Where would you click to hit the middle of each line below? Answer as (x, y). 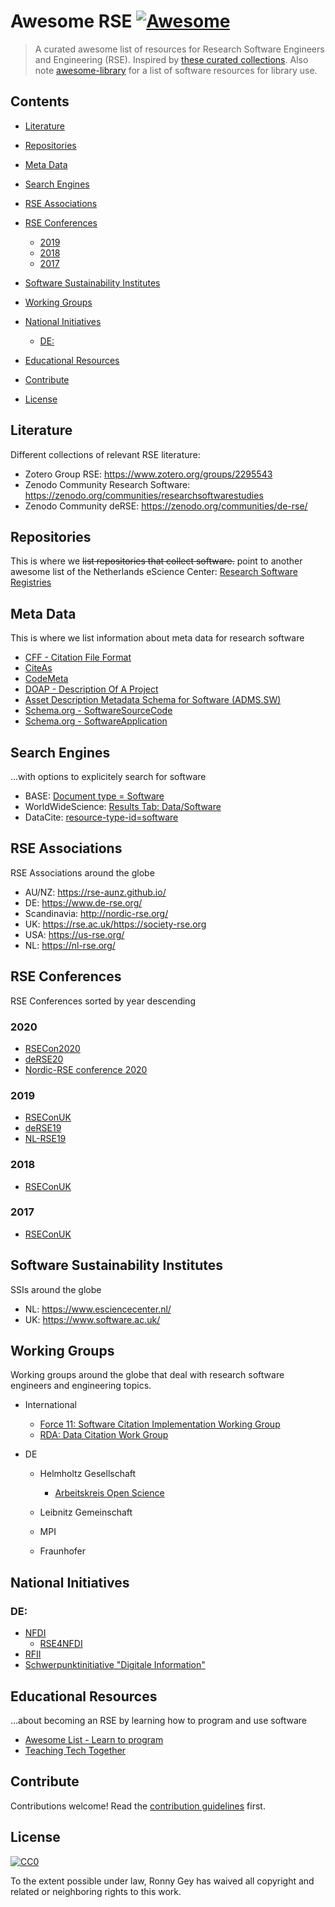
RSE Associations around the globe (82, 872)
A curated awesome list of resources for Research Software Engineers (179, 49)
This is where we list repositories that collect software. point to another (156, 561)
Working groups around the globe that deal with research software (147, 1375)
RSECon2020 (52, 1048)
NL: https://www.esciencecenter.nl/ (98, 1309)
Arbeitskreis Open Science (109, 1493)
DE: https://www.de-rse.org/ (83, 902)
